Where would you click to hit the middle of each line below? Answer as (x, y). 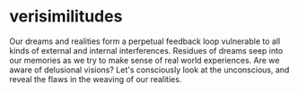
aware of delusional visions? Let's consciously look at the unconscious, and (149, 70)
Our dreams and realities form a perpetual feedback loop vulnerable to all (145, 41)
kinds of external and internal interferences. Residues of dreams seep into (146, 50)
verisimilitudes (66, 17)
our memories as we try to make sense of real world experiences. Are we (145, 60)
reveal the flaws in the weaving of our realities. (96, 79)
